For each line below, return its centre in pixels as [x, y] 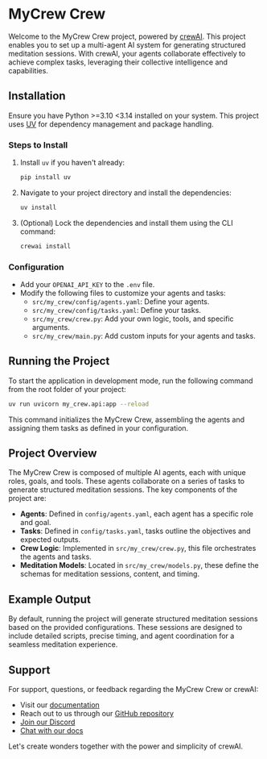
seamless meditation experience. [63, 644]
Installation [37, 96]
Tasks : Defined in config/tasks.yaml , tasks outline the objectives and [135, 531]
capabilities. [28, 70]
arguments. [51, 327]
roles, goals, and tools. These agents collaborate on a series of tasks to [127, 482]
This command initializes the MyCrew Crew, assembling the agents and [127, 419]
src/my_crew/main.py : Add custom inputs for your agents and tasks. [144, 336]
